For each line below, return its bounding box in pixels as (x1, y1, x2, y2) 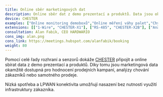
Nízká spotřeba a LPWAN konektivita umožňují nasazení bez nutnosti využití (5, 81, 157, 87)
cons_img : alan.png (5, 34, 45, 39)
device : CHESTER (5, 16, 38, 21)
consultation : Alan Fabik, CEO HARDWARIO (5, 30, 90, 34)
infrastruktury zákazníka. (5, 86, 55, 92)
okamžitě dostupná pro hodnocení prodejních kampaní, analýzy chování (5, 66, 149, 73)
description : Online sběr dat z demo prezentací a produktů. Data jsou (5, 12, 153, 16)
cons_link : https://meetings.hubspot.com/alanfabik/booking (5, 39, 130, 44)
